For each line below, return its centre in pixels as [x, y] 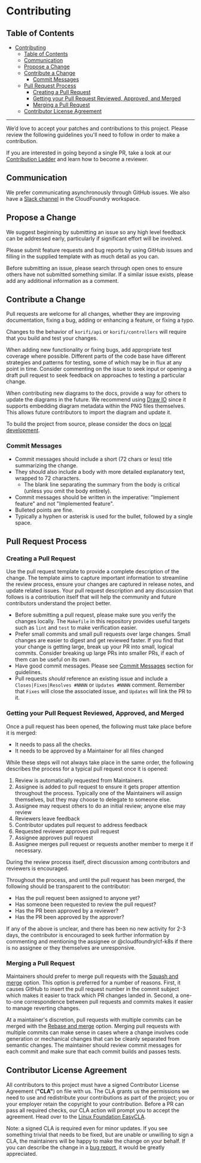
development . [23, 430]
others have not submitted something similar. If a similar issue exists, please [100, 274]
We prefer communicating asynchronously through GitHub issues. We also [98, 192]
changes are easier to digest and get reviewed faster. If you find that [99, 641]
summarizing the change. [46, 465]
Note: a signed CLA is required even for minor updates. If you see [87, 1128]
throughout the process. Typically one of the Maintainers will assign [98, 793]
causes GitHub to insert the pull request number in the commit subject [93, 989]
